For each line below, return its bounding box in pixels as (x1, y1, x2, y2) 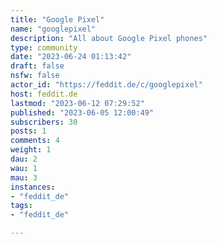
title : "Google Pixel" (10, 14, 105, 25)
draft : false (10, 61, 65, 71)
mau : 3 (10, 172, 38, 183)
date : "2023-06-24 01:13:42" (10, 52, 132, 62)
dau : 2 (10, 154, 38, 164)
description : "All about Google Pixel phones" (10, 33, 208, 43)
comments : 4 (10, 136, 60, 146)
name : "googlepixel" (10, 24, 97, 34)
